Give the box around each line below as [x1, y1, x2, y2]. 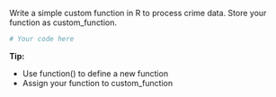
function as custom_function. [9, 17, 118, 28]
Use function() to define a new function [22, 67, 169, 79]
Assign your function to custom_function [22, 77, 174, 88]
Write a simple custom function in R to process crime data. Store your [9, 8, 267, 18]
